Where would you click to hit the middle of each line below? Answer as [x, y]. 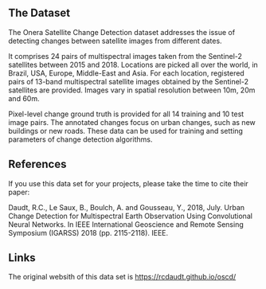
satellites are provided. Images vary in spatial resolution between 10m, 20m [132, 90]
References [37, 164]
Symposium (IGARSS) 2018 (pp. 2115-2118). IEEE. [88, 232]
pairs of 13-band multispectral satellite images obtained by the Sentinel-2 [129, 81]
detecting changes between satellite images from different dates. [115, 41]
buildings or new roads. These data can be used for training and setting [125, 131]
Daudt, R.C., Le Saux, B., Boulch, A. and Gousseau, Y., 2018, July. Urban [127, 207]
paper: [19, 192]
